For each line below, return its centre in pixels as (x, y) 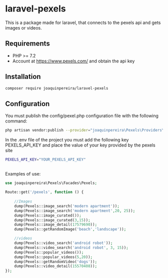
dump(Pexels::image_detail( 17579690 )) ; (56, 225)
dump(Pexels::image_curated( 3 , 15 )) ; (52, 220)
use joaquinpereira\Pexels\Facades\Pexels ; (51, 183)
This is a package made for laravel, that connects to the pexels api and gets (83, 22)
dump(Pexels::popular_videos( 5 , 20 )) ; (53, 257)
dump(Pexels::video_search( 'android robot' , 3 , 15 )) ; (71, 247)
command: (16, 121)
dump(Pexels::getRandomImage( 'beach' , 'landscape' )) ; (70, 229)
